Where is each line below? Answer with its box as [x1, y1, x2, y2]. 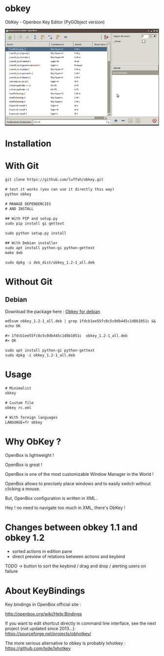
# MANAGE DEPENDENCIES [5, 201, 51, 206]
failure [5, 568, 18, 574]
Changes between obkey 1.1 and [5, 522, 138, 533]
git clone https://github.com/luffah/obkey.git [5, 177, 104, 182]
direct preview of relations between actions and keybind [12, 553, 125, 559]
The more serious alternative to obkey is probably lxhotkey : [5, 640, 126, 646]
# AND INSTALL [5, 206, 34, 211]
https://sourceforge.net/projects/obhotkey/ [5, 631, 91, 636]
